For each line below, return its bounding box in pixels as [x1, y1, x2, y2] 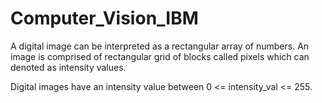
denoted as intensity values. [10, 61, 127, 73]
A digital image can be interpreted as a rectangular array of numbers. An [10, 40, 310, 52]
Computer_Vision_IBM [10, 7, 199, 30]
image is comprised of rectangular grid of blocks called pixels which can [10, 50, 310, 62]
